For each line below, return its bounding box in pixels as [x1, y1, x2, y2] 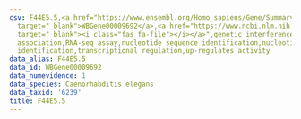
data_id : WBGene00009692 [9, 64, 102, 72]
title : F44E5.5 [9, 96, 66, 106]
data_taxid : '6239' [9, 88, 82, 97]
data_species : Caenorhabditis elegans [9, 80, 154, 89]
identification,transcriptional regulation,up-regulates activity [17, 47, 271, 55]
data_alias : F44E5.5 [9, 55, 87, 64]
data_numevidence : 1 [9, 72, 87, 81]
